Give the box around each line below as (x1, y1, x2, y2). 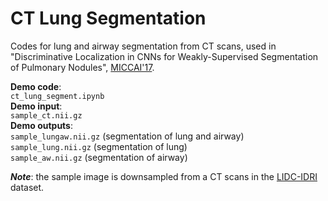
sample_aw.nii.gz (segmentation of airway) (10, 151, 188, 163)
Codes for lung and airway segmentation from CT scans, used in (10, 40, 277, 52)
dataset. (10, 181, 45, 193)
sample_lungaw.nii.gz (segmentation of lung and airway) (10, 130, 245, 142)
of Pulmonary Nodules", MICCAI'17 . (10, 61, 155, 73)
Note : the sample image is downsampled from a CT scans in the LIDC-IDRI (10, 170, 318, 182)
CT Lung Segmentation (10, 7, 207, 30)
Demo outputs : (10, 119, 74, 131)
